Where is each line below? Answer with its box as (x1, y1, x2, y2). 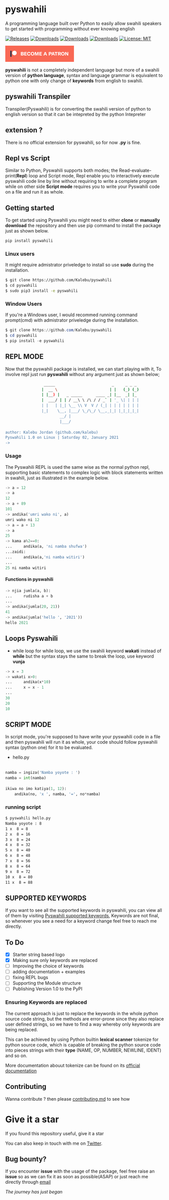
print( (5, 173, 17, 179)
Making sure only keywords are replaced (12, 957, 98, 963)
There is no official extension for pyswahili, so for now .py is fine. (5, 139, 142, 145)
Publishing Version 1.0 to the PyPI (12, 986, 82, 992)
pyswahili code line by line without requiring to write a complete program (5, 178, 157, 184)
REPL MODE (5, 352, 44, 361)
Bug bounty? (5, 1154, 47, 1164)
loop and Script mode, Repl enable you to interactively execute (28, 173, 159, 179)
